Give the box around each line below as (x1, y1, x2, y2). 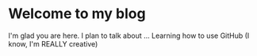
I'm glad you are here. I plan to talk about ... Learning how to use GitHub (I (8, 31, 250, 40)
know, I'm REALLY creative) (8, 39, 98, 48)
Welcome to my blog (8, 5, 146, 23)
